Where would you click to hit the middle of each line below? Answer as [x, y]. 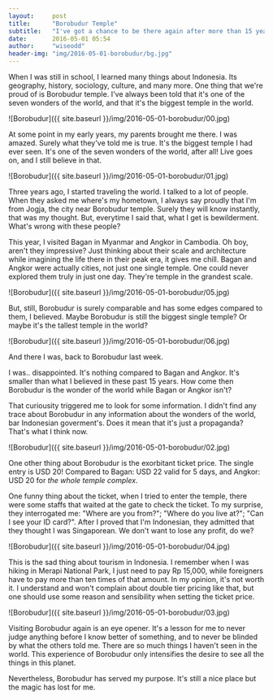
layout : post [38, 16]
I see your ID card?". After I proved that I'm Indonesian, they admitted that [131, 522]
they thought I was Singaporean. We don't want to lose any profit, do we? [131, 530]
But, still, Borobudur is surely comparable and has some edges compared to [136, 308]
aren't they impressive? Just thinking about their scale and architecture [127, 250]
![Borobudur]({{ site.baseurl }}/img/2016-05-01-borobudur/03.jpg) [119, 612]
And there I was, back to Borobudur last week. [86, 357]
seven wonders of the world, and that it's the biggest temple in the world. [131, 103]
